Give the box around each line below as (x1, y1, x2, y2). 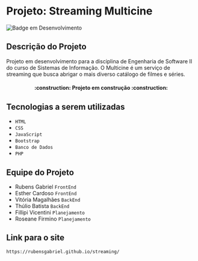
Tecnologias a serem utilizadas (6, 101, 125, 112)
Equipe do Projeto (6, 167, 74, 177)
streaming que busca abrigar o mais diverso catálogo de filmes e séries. (6, 71, 185, 78)
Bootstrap (14, 138, 40, 144)
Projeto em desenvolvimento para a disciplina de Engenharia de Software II (6, 57, 193, 64)
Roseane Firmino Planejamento (14, 215, 91, 222)
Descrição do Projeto (6, 42, 87, 52)
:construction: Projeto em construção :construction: (34, 84, 169, 92)
